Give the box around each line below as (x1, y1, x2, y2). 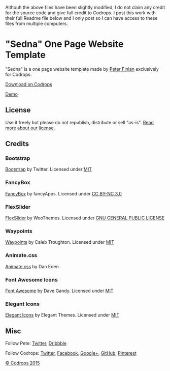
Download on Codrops (5, 81, 52, 87)
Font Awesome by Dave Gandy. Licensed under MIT (5, 288, 114, 294)
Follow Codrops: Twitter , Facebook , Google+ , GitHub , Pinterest (5, 350, 137, 356)
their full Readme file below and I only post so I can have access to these (5, 15, 158, 21)
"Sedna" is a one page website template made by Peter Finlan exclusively (5, 66, 159, 72)
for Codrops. (5, 71, 32, 77)
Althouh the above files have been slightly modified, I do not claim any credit (5, 5, 165, 10)
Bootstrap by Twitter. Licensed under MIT (5, 166, 92, 173)
